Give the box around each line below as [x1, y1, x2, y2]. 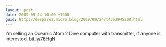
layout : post [5, 7, 33, 13]
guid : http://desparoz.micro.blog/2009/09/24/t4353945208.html [5, 17, 143, 22]
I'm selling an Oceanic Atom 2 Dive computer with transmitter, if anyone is [5, 31, 161, 37]
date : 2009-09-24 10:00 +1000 [5, 12, 70, 17]
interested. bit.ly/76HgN [5, 36, 56, 42]
